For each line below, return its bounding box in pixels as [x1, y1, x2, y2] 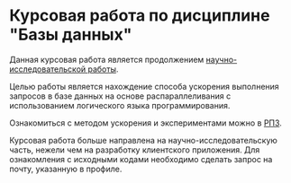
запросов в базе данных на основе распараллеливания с [9, 91, 232, 101]
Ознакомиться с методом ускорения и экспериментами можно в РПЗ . [9, 118, 282, 128]
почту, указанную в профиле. [9, 163, 123, 174]
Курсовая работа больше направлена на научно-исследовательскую [9, 135, 277, 145]
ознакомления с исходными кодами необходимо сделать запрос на [9, 153, 273, 164]
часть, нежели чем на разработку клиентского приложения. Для [9, 144, 260, 155]
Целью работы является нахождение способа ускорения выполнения [9, 81, 279, 91]
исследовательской [9, 64, 86, 74]
